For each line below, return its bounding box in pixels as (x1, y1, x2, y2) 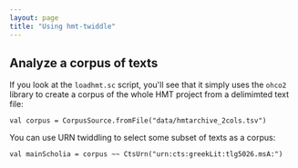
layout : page (9, 13, 59, 23)
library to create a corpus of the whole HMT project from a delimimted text (9, 89, 290, 100)
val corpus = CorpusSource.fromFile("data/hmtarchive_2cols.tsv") (9, 116, 267, 125)
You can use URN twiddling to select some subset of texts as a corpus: (9, 133, 276, 143)
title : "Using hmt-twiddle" (9, 22, 117, 31)
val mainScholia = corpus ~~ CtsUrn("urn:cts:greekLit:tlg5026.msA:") (9, 150, 283, 159)
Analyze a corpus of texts (9, 55, 159, 71)
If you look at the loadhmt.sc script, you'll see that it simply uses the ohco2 (9, 79, 287, 91)
